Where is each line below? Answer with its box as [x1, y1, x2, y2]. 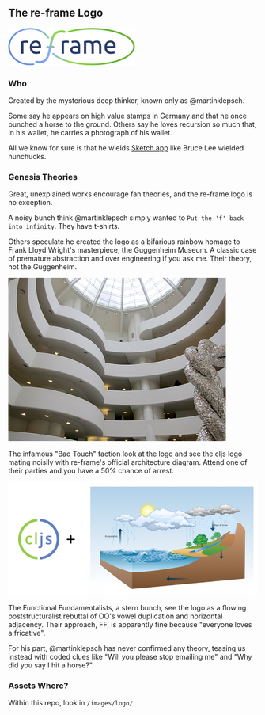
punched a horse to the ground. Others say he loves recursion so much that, [8, 120, 257, 129]
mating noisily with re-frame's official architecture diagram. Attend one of [8, 458, 248, 467]
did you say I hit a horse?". [8, 660, 95, 670]
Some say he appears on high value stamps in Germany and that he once [8, 111, 248, 121]
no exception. [8, 198, 53, 207]
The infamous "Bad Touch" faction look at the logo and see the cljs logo [8, 449, 243, 458]
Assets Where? [8, 680, 69, 691]
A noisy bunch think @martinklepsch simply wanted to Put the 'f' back [8, 213, 244, 222]
